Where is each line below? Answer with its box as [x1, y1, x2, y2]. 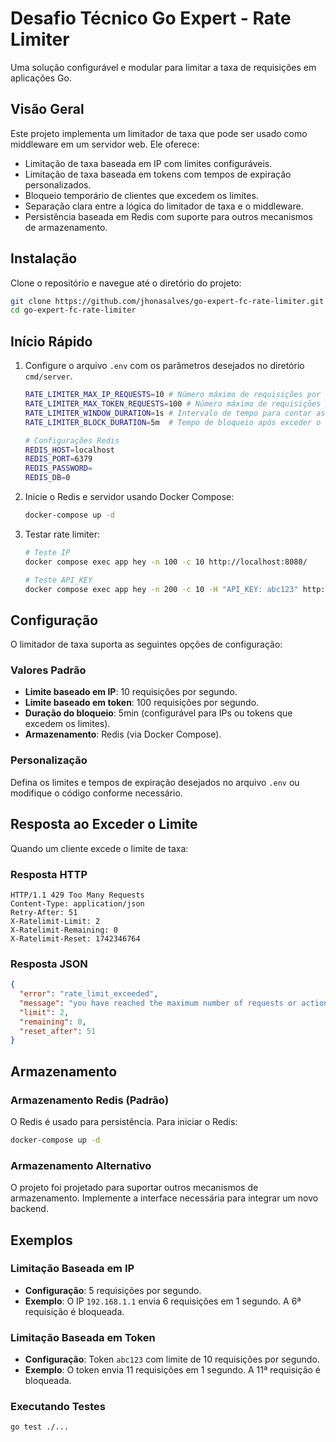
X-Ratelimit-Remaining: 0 [10, 925, 118, 935]
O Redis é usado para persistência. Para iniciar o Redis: [10, 1116, 238, 1127]
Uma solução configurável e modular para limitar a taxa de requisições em [10, 61, 317, 73]
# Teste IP [24, 547, 71, 557]
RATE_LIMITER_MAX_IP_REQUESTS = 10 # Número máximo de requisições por [24, 390, 322, 400]
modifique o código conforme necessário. [10, 787, 183, 799]
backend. [10, 1203, 49, 1215]
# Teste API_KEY [24, 575, 93, 585]
